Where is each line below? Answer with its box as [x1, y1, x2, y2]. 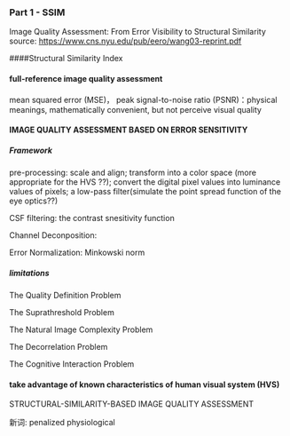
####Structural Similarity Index [9, 53, 123, 64]
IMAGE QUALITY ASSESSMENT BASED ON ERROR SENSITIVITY [9, 124, 248, 135]
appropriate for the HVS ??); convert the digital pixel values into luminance [9, 177, 281, 187]
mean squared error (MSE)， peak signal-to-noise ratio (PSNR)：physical [9, 94, 278, 105]
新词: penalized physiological [9, 417, 115, 428]
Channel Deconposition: [9, 230, 98, 241]
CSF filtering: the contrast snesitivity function [9, 213, 175, 224]
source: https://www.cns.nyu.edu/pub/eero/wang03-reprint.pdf [9, 36, 242, 46]
